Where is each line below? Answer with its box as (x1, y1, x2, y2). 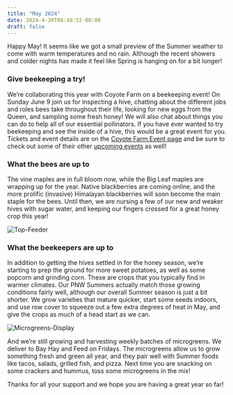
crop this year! (7, 211, 49, 220)
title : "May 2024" (7, 10, 61, 17)
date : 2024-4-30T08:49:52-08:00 (7, 17, 101, 24)
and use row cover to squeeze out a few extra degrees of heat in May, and (7, 303, 220, 312)
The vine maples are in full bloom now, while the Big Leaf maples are (7, 175, 204, 183)
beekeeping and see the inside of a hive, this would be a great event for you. (7, 127, 227, 136)
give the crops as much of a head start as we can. (7, 310, 151, 319)
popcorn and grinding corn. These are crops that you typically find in (7, 273, 205, 282)
